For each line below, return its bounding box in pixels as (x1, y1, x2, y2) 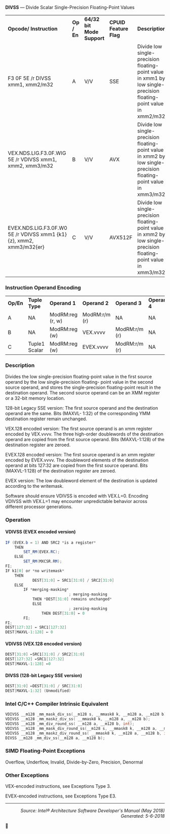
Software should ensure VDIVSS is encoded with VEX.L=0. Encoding (5, 492, 148, 499)
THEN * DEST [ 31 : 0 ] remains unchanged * (32, 596, 112, 602)
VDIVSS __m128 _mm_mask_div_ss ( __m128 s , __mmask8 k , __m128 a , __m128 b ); (5, 712, 168, 717)
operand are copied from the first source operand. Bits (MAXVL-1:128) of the (5, 436, 165, 442)
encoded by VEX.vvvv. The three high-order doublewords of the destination (5, 431, 163, 437)
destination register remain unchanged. (5, 416, 88, 422)
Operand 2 (82, 299, 109, 307)
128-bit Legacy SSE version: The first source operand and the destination (5, 405, 158, 411)
